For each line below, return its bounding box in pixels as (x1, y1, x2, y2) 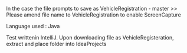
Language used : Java (6, 23, 60, 29)
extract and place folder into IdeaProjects (6, 41, 107, 47)
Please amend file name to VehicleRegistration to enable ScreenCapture (6, 11, 181, 18)
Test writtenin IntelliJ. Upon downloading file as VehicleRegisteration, (6, 34, 174, 41)
